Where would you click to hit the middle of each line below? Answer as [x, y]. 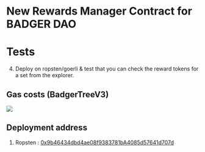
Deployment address [47, 128]
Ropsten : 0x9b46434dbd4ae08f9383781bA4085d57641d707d [95, 142]
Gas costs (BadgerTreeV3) [58, 95]
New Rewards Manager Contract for [99, 11]
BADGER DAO [41, 24]
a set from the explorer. [45, 75]
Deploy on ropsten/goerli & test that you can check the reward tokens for [107, 69]
